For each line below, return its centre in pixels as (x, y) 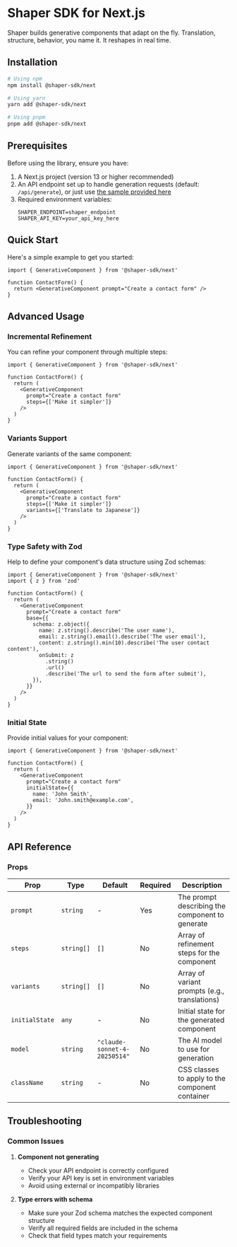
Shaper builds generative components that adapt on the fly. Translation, (111, 33)
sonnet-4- (114, 1049)
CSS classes (198, 1069)
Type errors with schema (55, 1199)
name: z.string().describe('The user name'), (107, 630)
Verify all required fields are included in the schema (103, 1228)
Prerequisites (37, 146)
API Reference (39, 847)
